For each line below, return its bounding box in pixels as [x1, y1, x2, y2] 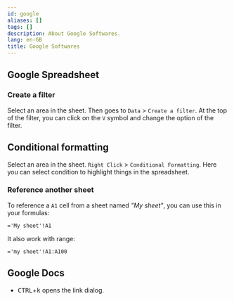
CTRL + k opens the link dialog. [17, 286, 104, 294]
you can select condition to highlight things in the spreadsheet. [7, 167, 190, 176]
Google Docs [7, 267, 65, 279]
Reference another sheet [7, 185, 94, 195]
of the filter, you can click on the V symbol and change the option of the [7, 113, 214, 122]
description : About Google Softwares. [7, 30, 121, 37]
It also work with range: [7, 234, 75, 243]
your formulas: [7, 208, 50, 217]
